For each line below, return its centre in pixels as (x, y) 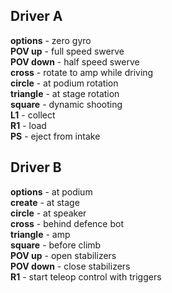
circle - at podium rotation (64, 83)
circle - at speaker (48, 213)
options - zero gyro (51, 40)
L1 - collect (33, 115)
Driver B (36, 167)
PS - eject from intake (55, 136)
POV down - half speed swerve (75, 61)
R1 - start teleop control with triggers (86, 276)
